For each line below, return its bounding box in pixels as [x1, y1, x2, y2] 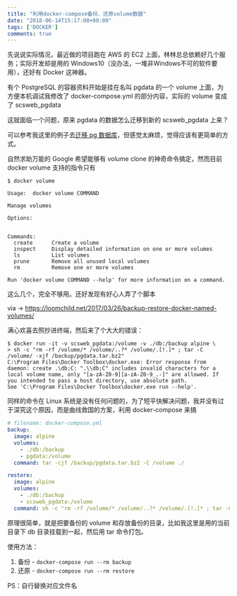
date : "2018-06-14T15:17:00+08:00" [7, 17, 112, 24]
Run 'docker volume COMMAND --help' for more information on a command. [7, 276, 226, 284]
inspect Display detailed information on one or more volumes [13, 245, 213, 253]
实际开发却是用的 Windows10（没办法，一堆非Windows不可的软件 [19, 59, 212, 68]
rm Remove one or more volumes [13, 264, 134, 271]
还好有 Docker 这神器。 [22, 68, 91, 76]
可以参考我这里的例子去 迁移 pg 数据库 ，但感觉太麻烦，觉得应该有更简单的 [7, 131, 223, 139]
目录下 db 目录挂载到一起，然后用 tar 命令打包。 [7, 527, 147, 536]
